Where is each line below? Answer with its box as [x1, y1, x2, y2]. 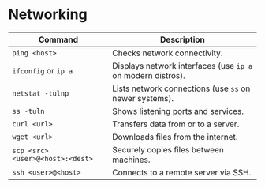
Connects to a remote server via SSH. [112, 167, 252, 178]
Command [38, 34, 79, 45]
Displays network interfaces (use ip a [112, 60, 253, 71]
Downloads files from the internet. [112, 131, 238, 142]
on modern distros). [112, 70, 185, 81]
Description [160, 34, 205, 45]
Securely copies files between [112, 144, 225, 155]
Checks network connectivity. [112, 47, 223, 58]
